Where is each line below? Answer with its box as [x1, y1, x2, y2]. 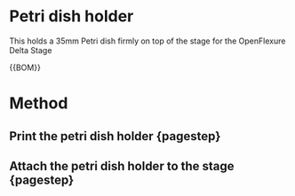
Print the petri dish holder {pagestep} [9, 129, 221, 144]
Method [9, 93, 68, 114]
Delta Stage [9, 44, 52, 55]
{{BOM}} [9, 62, 42, 73]
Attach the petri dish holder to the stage [9, 158, 235, 174]
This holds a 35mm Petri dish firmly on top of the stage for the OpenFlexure [9, 35, 286, 46]
